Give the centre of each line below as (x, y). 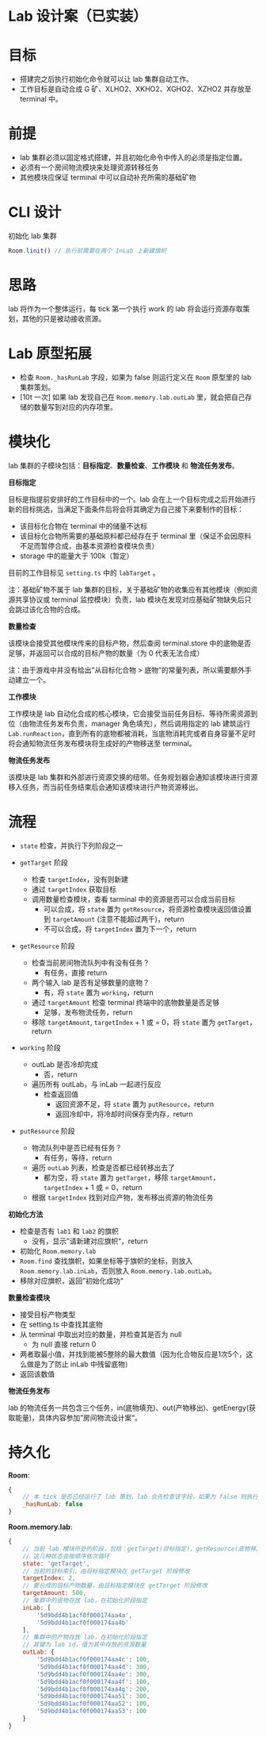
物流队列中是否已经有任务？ (77, 1147)
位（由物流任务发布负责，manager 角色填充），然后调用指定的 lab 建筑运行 (129, 723)
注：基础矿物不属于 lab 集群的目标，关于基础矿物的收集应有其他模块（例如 (129, 589)
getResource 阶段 (47, 946)
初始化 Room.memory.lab (58, 1250)
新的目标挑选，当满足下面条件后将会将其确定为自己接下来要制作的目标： (126, 509)
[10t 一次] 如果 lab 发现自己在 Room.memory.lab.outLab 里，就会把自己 (132, 397)
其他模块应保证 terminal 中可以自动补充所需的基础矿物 (108, 177)
